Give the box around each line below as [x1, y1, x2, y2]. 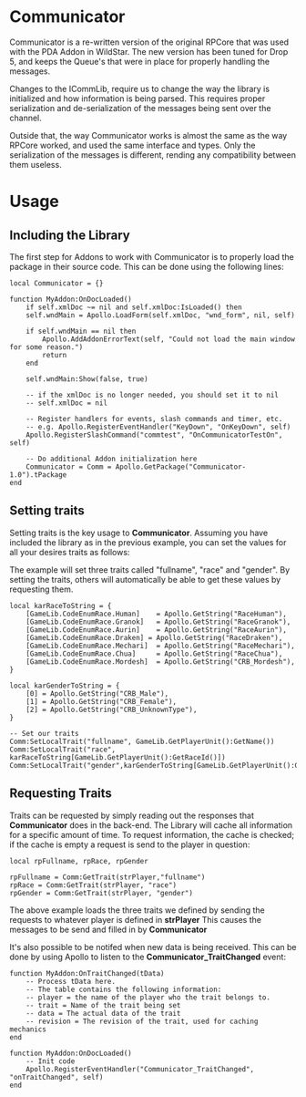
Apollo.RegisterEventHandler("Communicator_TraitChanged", [25, 1064, 255, 1073]
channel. [9, 112, 43, 123]
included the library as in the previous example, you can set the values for [9, 536, 287, 548]
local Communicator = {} [9, 278, 104, 288]
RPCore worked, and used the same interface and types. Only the [9, 140, 256, 150]
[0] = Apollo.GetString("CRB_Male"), [25, 688, 169, 699]
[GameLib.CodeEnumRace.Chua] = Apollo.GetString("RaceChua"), [25, 649, 283, 658]
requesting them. [9, 584, 74, 595]
